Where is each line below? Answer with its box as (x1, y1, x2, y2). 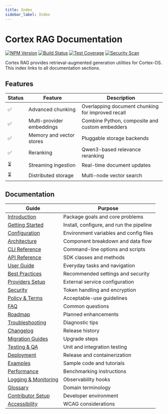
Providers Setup (7, 278, 46, 285)
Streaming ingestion (28, 161, 76, 168)
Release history (63, 327, 100, 334)
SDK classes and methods (63, 254, 125, 261)
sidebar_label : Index (5, 12, 50, 17)
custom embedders (81, 124, 127, 131)
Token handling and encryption (63, 286, 136, 293)
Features (5, 80, 33, 88)
